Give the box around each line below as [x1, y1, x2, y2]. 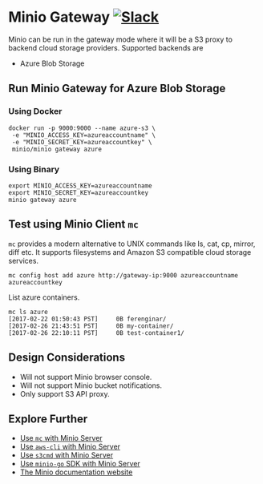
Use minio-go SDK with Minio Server [19, 459, 140, 469]
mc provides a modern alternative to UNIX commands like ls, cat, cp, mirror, [8, 239, 256, 248]
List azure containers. [8, 292, 80, 302]
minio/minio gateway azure [11, 145, 103, 153]
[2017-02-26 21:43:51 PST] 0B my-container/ [8, 321, 174, 330]
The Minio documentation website [19, 467, 133, 477]
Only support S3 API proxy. [19, 389, 110, 398]
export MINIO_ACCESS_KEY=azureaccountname [8, 181, 152, 190]
